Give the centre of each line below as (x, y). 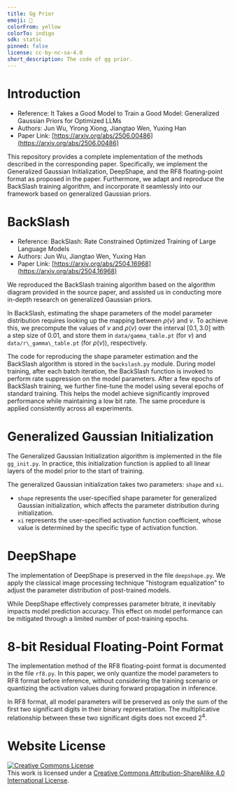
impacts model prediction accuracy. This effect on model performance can (115, 611)
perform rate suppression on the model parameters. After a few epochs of (114, 378)
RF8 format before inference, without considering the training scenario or (113, 681)
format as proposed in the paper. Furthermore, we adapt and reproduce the (116, 178)
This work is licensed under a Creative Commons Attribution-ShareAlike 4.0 (116, 773)
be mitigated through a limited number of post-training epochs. (98, 618)
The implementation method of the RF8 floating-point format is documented (117, 666)
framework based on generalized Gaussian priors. (79, 194)
